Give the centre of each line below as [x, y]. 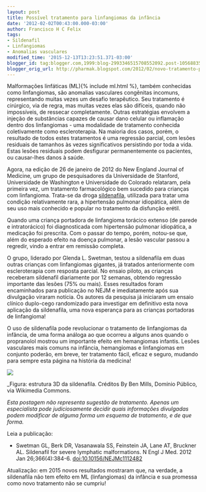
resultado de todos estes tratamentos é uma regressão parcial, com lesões [101, 138]
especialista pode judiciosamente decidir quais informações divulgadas [98, 409]
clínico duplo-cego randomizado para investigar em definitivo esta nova [97, 304]
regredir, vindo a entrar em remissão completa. [66, 246]
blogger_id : [22, 63]
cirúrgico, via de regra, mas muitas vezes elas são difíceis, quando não [96, 106]
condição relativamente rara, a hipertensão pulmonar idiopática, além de [98, 202]
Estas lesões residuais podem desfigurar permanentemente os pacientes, [100, 151]
